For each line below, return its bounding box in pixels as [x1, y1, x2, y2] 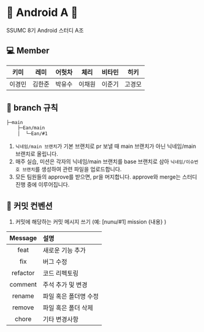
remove [12, 303, 34, 312]
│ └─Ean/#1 [17, 131, 48, 137]
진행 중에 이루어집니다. [15, 181, 70, 188]
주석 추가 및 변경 [42, 280, 88, 289]
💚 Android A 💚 [6, 6, 78, 20]
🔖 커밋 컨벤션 [6, 201, 53, 211]
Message [9, 234, 37, 242]
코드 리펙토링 [42, 269, 78, 277]
